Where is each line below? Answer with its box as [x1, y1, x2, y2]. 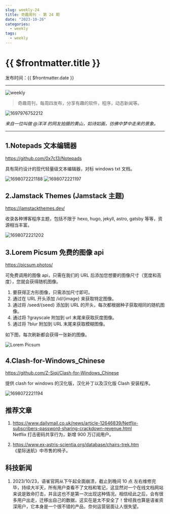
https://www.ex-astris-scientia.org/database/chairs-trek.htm [12, 441, 139, 447]
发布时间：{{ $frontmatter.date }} [5, 74, 74, 81]
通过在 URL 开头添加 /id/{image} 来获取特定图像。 [12, 296, 116, 302]
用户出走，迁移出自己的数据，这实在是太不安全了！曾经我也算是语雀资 [17, 497, 163, 503]
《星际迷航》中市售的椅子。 [12, 447, 71, 453]
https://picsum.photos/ [5, 262, 53, 268]
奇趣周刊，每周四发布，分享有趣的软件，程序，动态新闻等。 [17, 100, 142, 106]
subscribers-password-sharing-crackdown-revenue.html [12, 425, 132, 431]
